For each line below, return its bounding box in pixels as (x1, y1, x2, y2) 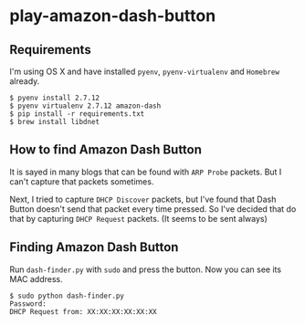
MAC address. (9, 273, 64, 284)
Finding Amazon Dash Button (9, 239, 179, 256)
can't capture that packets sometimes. (9, 175, 154, 187)
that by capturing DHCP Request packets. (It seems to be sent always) (9, 213, 268, 224)
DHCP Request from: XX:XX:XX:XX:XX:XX (9, 307, 157, 316)
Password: (9, 299, 47, 309)
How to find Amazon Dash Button (9, 142, 203, 158)
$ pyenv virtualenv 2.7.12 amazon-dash (9, 101, 162, 110)
